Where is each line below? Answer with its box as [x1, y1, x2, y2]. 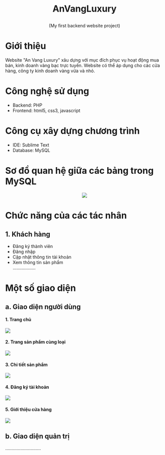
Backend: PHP [12, 102, 43, 109]
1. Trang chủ [5, 317, 32, 323]
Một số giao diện [5, 282, 76, 294]
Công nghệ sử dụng [5, 85, 90, 97]
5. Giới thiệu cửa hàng [5, 406, 52, 412]
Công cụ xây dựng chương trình [5, 125, 140, 137]
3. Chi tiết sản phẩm [5, 362, 48, 368]
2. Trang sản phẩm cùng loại [5, 339, 66, 345]
